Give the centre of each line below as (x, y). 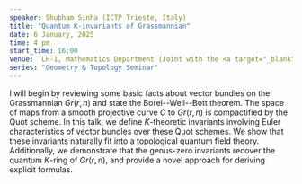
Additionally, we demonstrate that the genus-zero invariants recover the (142, 150)
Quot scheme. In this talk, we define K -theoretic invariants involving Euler (145, 121)
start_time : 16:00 (44, 51)
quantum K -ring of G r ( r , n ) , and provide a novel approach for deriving (138, 160)
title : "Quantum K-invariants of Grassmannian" (100, 26)
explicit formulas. (41, 169)
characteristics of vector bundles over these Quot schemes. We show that (147, 131)
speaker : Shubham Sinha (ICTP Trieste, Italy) (98, 18)
